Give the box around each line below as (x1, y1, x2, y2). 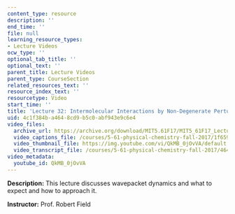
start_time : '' (7, 101, 52, 108)
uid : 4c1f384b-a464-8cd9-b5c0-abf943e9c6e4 (7, 114, 136, 121)
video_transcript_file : (13, 147, 83, 154)
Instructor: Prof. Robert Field (7, 200, 91, 208)
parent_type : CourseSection (7, 75, 90, 83)
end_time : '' (7, 23, 45, 30)
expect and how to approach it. (7, 186, 97, 194)
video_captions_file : (13, 134, 77, 141)
